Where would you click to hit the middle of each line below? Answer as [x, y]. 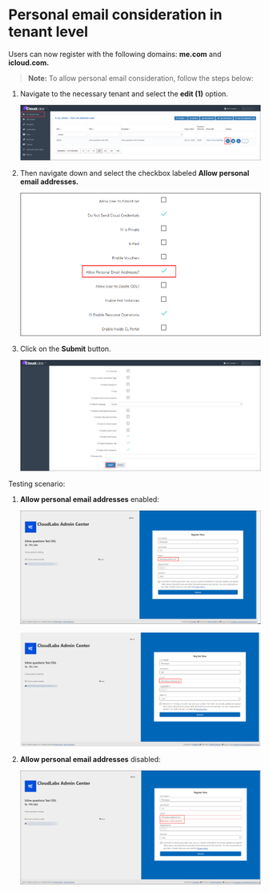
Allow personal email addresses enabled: [90, 500]
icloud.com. [29, 63]
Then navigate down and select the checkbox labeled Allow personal [134, 173]
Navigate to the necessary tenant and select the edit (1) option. [124, 93]
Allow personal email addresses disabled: [90, 759]
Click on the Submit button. [65, 349]
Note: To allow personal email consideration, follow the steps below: [141, 78]
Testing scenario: [37, 484]
